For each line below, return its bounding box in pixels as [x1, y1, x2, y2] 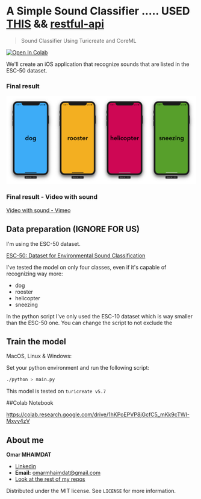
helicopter [14, 294, 40, 301]
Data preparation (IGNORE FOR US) [6, 224, 140, 234]
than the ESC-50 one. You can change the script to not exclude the [6, 319, 173, 326]
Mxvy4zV [6, 417, 30, 425]
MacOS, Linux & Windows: [6, 352, 72, 360]
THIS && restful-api [6, 17, 104, 31]
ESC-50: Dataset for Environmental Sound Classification [6, 252, 146, 259]
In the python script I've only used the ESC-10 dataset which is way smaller [6, 312, 193, 320]
